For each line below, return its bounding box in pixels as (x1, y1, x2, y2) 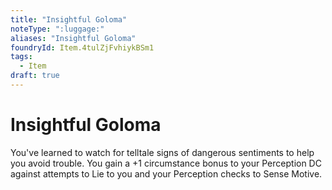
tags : (10, 52, 33, 62)
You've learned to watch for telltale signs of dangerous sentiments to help (10, 146, 315, 158)
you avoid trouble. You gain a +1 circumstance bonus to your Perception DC (10, 157, 322, 169)
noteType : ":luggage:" (10, 24, 105, 34)
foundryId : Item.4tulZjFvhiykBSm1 (10, 42, 155, 53)
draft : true (10, 71, 60, 81)
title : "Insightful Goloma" (10, 14, 128, 25)
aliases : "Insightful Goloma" (10, 33, 137, 43)
